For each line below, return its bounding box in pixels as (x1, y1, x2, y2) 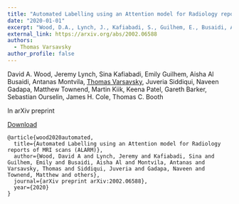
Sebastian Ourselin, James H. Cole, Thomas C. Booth (7, 92, 164, 101)
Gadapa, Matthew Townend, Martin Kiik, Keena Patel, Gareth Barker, (7, 85, 208, 93)
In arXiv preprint (7, 106, 55, 115)
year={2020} (14, 183, 50, 191)
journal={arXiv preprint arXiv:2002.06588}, (14, 178, 148, 185)
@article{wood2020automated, (7, 133, 94, 141)
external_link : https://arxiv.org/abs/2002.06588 (7, 30, 158, 38)
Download (7, 120, 38, 128)
